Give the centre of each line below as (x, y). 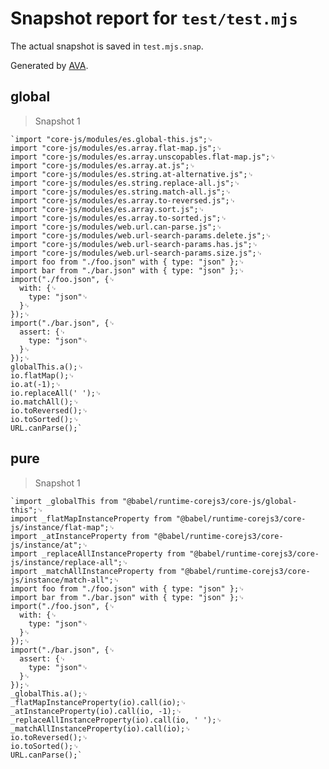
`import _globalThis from (64, 501)
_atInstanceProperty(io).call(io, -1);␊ (96, 711)
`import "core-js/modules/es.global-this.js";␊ (112, 139)
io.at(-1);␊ (36, 384)
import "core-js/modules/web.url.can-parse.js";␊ (116, 227)
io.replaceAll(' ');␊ (56, 393)
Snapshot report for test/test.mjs (154, 18)
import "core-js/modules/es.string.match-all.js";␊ (121, 192)
